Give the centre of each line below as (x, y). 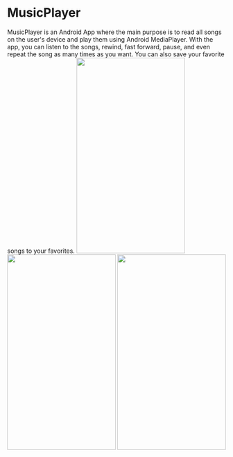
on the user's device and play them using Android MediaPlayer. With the (110, 39)
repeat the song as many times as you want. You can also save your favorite (116, 54)
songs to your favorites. (41, 251)
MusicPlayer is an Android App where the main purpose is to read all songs (114, 32)
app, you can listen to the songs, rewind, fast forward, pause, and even (109, 47)
